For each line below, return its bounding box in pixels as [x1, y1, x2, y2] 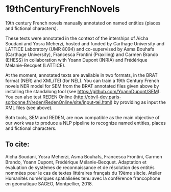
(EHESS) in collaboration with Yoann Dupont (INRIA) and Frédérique [5, 57, 148, 63]
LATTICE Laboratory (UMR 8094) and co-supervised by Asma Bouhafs [5, 46, 155, 52]
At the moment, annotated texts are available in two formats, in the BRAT [5, 72, 158, 78]
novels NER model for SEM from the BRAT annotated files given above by [5, 83, 159, 89]
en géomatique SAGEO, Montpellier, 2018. [5, 180, 93, 186]
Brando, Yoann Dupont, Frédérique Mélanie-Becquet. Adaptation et [5, 159, 147, 165]
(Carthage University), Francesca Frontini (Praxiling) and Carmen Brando [5, 51, 158, 58]
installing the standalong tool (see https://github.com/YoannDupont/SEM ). [5, 88, 161, 94]
